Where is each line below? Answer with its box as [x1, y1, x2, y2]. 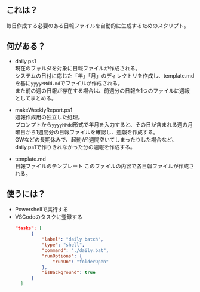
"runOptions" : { [41, 253, 82, 259]
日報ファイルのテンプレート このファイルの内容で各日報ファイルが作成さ [14, 162, 195, 170]
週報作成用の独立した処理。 [14, 113, 84, 121]
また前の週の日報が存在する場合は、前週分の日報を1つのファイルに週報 [14, 87, 190, 94]
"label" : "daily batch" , [41, 236, 104, 242]
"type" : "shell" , [41, 242, 85, 248]
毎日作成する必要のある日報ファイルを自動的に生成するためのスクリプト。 [6, 22, 189, 29]
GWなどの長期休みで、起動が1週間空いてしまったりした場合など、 [14, 136, 177, 143]
